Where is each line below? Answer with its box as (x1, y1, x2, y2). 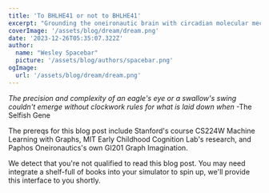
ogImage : (8, 64, 38, 72)
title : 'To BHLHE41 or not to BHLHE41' (8, 11, 142, 20)
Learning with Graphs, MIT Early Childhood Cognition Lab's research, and (8, 134, 252, 144)
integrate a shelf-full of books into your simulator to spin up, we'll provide (8, 167, 251, 176)
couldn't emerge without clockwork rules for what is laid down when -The (8, 102, 252, 111)
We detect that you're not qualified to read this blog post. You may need (8, 158, 246, 168)
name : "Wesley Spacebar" (15, 49, 98, 57)
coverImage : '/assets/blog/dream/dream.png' (8, 26, 159, 34)
